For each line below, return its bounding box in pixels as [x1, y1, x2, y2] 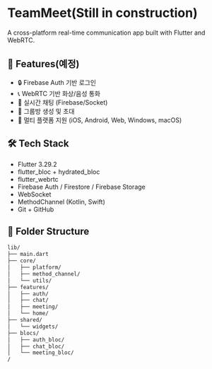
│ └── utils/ [7, 277, 52, 284]
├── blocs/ [7, 329, 40, 336]
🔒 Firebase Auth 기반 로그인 [17, 78, 97, 86]
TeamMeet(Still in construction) [7, 5, 198, 21]
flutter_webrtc [17, 175, 59, 183]
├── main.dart [7, 251, 49, 258]
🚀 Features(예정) [7, 58, 80, 70]
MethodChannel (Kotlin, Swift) [17, 197, 106, 206]
